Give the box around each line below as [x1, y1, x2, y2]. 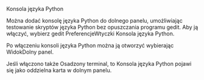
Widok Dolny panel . [6, 48, 54, 56]
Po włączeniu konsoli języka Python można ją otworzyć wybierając [6, 42, 174, 49]
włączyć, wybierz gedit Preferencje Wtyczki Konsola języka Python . [6, 30, 175, 37]
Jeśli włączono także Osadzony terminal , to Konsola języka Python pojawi [6, 60, 192, 67]
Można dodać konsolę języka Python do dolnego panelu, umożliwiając [6, 17, 183, 24]
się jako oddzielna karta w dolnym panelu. [6, 67, 112, 74]
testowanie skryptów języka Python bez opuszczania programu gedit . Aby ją [6, 24, 199, 31]
